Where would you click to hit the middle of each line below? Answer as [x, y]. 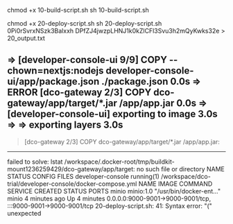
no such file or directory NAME [181, 169]
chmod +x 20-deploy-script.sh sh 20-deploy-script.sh [85, 23]
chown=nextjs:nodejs [55, 71]
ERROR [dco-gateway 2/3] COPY [79, 93]
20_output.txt [26, 38]
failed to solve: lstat [35, 162]
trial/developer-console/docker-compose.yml [72, 184]
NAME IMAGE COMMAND [175, 184]
